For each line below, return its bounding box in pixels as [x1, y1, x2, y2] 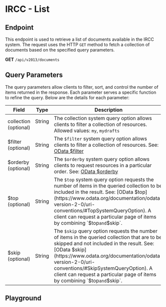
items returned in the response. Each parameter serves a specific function [5, 89, 157, 95]
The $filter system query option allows [53, 135, 147, 142]
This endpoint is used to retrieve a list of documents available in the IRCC [5, 36, 154, 42]
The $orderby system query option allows [53, 155, 150, 162]
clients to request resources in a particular [53, 162, 152, 169]
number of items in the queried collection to [53, 182, 156, 189]
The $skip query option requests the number [53, 227, 158, 234]
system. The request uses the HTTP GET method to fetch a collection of [5, 42, 150, 48]
